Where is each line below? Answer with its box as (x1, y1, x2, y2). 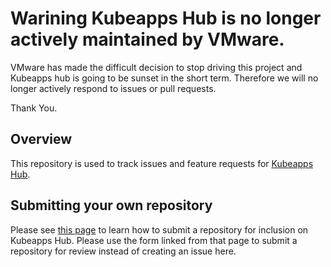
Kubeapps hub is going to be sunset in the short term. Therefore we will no (10, 72, 319, 84)
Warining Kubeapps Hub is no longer (10, 7, 322, 30)
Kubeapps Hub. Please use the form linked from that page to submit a (10, 234, 298, 246)
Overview (10, 131, 73, 148)
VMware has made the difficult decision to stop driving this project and (10, 61, 303, 73)
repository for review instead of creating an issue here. (10, 245, 237, 257)
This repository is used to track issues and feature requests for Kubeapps (10, 157, 314, 169)
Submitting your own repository (10, 197, 213, 214)
